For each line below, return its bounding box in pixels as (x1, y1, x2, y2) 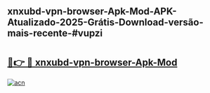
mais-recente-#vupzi (7, 27, 103, 39)
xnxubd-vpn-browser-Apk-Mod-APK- (7, 6, 177, 17)
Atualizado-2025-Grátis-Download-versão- (7, 17, 204, 29)
